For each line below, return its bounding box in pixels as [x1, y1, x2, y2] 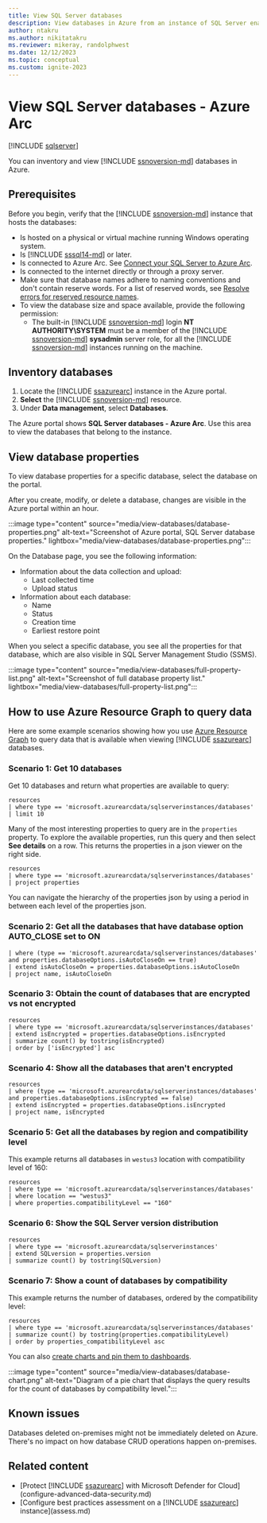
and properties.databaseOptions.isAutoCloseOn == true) [8, 955, 197, 964]
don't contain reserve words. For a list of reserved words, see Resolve [19, 283, 250, 293]
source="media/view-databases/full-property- [88, 665, 242, 675]
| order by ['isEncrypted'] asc [8, 1044, 115, 1052]
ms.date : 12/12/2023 [8, 48, 77, 56]
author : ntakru [8, 26, 59, 34]
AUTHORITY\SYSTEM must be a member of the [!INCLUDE [31, 325, 228, 335]
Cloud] [218, 1480, 241, 1490]
